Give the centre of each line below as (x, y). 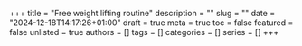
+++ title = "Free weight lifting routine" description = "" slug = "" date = (142, 13)
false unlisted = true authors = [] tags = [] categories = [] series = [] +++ (144, 32)
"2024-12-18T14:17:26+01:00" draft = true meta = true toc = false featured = (151, 23)
